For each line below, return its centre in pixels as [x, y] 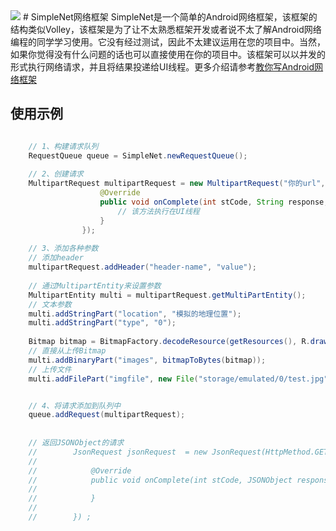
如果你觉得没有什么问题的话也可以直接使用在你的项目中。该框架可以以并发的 [168, 54]
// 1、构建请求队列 [63, 146]
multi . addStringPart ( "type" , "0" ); [102, 323]
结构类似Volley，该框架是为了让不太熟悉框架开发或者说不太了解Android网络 [166, 29]
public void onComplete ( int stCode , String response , [214, 202]
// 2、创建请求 [56, 174]
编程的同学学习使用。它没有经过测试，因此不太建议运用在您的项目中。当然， [168, 42]
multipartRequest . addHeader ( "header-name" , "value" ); [142, 267]
